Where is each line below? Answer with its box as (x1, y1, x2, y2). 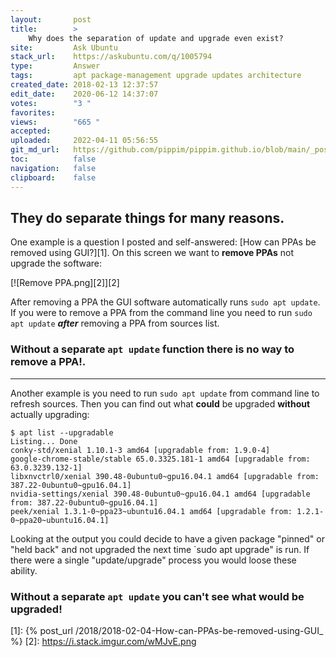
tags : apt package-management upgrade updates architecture (10, 71, 302, 81)
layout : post (10, 14, 92, 25)
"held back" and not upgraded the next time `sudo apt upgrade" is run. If (10, 543, 310, 555)
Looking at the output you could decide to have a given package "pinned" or (10, 532, 325, 545)
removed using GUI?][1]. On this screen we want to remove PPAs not (10, 247, 295, 259)
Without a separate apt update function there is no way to (10, 342, 295, 356)
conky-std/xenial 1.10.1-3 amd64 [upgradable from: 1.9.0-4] (10, 445, 271, 455)
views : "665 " (10, 117, 101, 127)
